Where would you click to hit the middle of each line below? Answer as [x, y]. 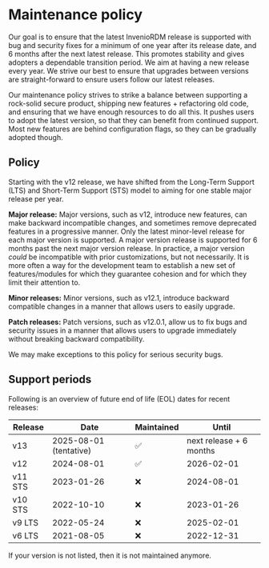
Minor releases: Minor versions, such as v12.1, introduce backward [119, 298]
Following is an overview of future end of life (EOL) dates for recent [119, 398]
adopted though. [36, 137]
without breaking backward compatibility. [76, 338]
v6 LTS [25, 535]
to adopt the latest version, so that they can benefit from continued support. [133, 120]
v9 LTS [25, 522]
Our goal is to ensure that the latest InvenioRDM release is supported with [130, 37]
